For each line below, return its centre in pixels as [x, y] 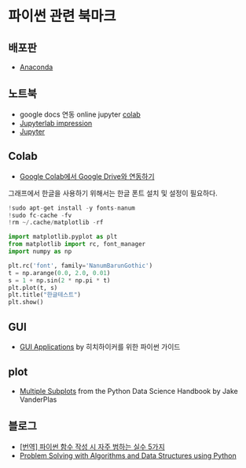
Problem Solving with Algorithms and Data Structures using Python [128, 455]
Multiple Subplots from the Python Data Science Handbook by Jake [129, 391]
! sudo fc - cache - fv [40, 215]
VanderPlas [38, 399]
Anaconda [36, 67]
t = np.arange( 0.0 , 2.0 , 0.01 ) [59, 273]
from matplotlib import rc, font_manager [77, 244]
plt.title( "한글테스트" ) [44, 295]
